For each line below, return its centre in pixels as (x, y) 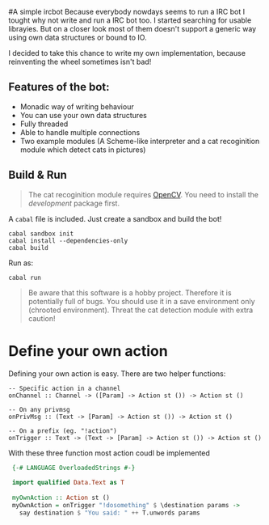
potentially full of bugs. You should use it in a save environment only (142, 301)
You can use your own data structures (83, 115)
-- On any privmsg (39, 409)
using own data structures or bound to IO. (78, 37)
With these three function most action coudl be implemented (109, 453)
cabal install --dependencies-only (68, 241)
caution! (42, 318)
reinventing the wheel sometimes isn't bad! (80, 61)
